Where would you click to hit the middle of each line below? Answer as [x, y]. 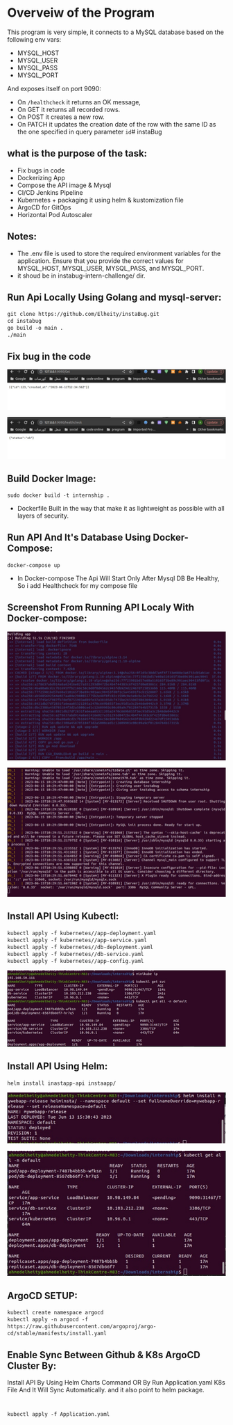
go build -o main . [35, 328]
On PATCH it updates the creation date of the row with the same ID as [116, 124]
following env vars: [34, 39]
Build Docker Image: [52, 478]
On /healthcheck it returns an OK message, [79, 102]
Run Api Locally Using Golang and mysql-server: [114, 297]
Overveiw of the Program [81, 13]
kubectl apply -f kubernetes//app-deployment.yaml [82, 933]
